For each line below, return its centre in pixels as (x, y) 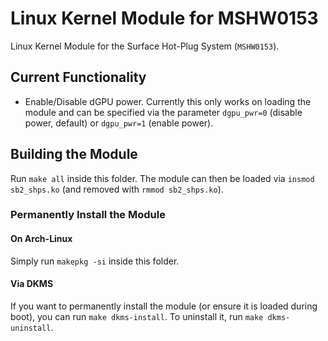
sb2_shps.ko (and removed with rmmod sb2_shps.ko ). (117, 189)
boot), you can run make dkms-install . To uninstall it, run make (137, 316)
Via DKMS (32, 284)
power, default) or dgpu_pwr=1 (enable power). (119, 123)
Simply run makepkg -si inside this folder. (95, 261)
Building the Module (74, 154)
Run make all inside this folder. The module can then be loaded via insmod (162, 178)
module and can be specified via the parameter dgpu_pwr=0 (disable (163, 112)
